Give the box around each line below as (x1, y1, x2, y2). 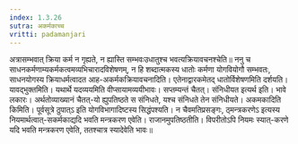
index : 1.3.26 (9, 13, 63, 22)
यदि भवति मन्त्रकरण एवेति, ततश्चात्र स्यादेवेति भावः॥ (9, 124, 153, 135)
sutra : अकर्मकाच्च (9, 21, 65, 30)
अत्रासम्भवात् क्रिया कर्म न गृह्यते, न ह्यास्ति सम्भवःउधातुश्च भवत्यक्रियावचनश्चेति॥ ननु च (9, 55, 251, 65)
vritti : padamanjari (9, 30, 87, 38)
